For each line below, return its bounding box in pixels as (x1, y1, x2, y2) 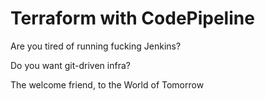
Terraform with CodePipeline (10, 7, 255, 30)
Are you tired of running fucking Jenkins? (10, 40, 182, 52)
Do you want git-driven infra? (10, 59, 131, 71)
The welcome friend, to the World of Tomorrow (10, 78, 205, 91)
